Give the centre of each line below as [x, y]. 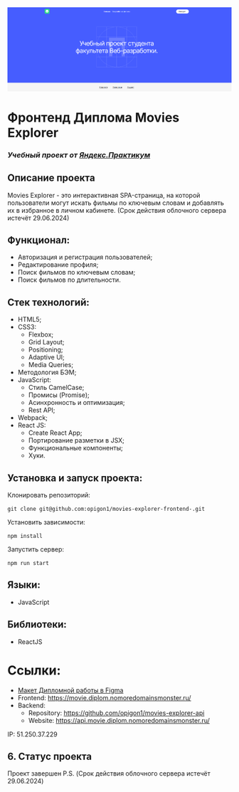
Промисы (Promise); [59, 395]
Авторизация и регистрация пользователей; [85, 257]
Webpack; [33, 418]
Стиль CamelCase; [56, 388]
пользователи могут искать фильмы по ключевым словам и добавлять [116, 203]
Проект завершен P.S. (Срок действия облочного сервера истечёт [109, 773]
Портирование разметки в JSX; [76, 440]
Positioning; [46, 350]
